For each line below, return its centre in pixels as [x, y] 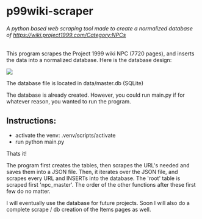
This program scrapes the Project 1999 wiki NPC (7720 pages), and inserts [100, 54]
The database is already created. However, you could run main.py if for [96, 95]
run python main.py [40, 142]
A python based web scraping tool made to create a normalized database [100, 28]
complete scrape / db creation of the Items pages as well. [79, 210]
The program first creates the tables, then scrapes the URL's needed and [98, 165]
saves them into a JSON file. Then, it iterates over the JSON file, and [92, 172]
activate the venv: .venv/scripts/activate [65, 136]
